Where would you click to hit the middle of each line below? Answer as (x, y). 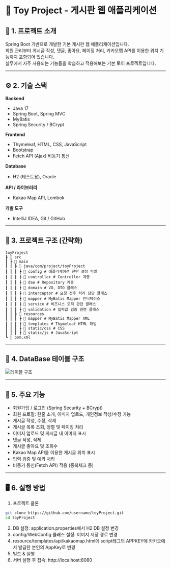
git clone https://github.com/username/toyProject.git (65, 513)
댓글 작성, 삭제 (27, 440)
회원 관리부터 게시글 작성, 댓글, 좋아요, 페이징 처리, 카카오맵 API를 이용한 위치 (82, 51)
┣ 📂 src (13, 257)
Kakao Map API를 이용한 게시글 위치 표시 (54, 453)
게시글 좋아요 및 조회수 (35, 446)
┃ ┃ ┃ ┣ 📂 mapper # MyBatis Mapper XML (48, 318)
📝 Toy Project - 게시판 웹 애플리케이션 (81, 10)
